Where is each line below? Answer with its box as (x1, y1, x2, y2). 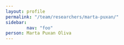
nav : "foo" (26, 25, 53, 31)
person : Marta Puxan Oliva (5, 30, 72, 36)
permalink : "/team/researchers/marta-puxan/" (5, 14, 119, 20)
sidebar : (5, 19, 27, 25)
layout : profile (5, 8, 45, 15)
